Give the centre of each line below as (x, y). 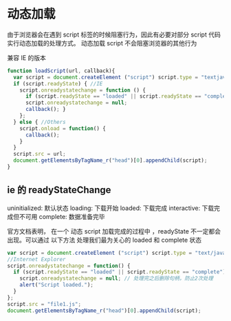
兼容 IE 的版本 (27, 58)
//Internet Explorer (37, 259)
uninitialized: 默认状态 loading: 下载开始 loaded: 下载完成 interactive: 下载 (111, 208)
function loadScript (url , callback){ (61, 71)
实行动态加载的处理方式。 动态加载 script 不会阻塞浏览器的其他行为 (102, 43)
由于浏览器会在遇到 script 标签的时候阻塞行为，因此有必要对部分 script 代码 (114, 34)
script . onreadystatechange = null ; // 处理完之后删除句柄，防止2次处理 (117, 279)
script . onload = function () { (63, 128)
